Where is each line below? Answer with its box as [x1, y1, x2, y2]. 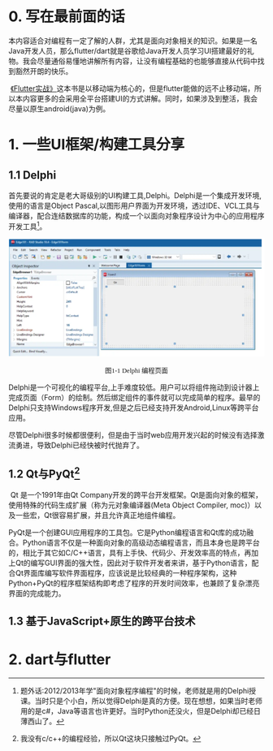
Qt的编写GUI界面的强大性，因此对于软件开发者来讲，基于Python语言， [15, 558, 252, 568]
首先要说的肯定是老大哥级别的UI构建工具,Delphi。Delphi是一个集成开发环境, [8, 190, 262, 200]
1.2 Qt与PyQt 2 [8, 464, 80, 481]
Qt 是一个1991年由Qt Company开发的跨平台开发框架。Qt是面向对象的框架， [10, 490, 262, 500]
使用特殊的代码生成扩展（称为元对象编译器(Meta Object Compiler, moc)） [8, 500, 255, 510]
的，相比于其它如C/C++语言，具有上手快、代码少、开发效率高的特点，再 [8, 548, 252, 558]
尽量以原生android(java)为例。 [8, 103, 110, 114]
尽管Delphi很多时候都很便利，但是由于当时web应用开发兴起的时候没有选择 [8, 430, 258, 440]
